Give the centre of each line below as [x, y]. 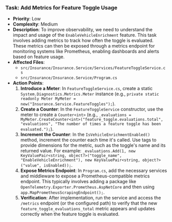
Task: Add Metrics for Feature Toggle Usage [61, 8]
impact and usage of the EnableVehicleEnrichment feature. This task [85, 35]
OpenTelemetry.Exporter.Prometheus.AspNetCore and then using [88, 187]
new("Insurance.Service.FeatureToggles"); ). [68, 104]
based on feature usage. [39, 57]
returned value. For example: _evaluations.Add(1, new [78, 151]
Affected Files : [29, 62]
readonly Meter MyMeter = [48, 99]
